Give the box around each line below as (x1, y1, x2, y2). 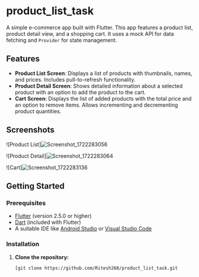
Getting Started (6, 180, 65, 191)
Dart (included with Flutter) (14, 219, 82, 226)
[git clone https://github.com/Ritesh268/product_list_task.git (14, 265, 178, 271)
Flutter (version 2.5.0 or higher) (14, 213, 92, 220)
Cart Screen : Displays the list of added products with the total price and (14, 95, 192, 102)
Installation (6, 240, 40, 248)
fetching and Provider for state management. (6, 36, 117, 43)
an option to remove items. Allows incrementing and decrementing (14, 101, 178, 108)
